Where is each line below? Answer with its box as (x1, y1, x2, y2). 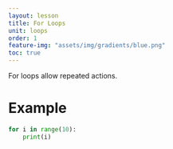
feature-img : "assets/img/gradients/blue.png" (8, 42, 166, 50)
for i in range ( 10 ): (8, 125, 77, 133)
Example (8, 99, 67, 117)
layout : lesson (8, 11, 59, 20)
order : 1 (8, 34, 37, 42)
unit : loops (8, 26, 48, 34)
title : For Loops (8, 19, 66, 27)
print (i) (22, 133, 52, 141)
